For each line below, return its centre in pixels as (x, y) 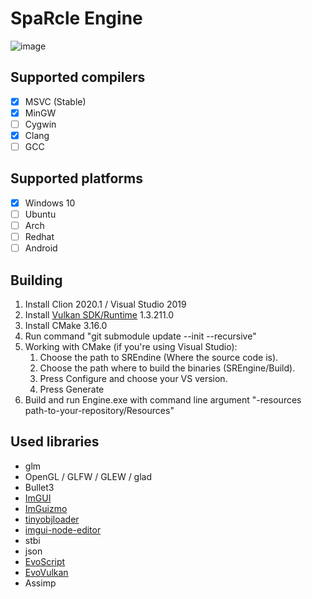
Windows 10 (50, 203)
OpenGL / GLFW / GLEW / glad (88, 476)
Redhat (39, 237)
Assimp (40, 583)
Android (41, 248)
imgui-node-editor (63, 529)
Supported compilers (78, 77)
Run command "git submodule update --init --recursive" (140, 336)
